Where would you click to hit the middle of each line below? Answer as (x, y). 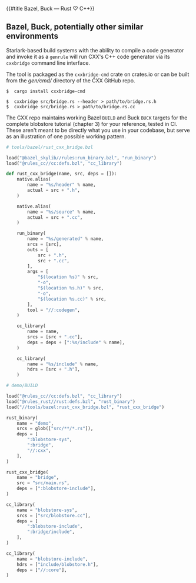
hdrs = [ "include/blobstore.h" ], (58, 564)
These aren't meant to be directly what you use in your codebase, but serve (98, 130)
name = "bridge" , (38, 478)
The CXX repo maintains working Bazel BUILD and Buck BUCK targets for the (97, 118)
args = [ (38, 272)
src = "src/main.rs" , (43, 483)
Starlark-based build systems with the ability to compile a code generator (95, 50)
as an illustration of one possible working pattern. (66, 136)
